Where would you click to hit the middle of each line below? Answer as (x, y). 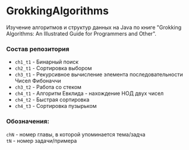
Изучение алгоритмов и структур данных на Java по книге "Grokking (94, 27)
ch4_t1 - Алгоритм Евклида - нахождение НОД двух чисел (89, 94)
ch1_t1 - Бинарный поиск (47, 62)
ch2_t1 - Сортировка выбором (53, 68)
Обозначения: (28, 122)
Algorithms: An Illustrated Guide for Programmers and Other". (81, 33)
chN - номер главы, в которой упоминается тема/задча (76, 134)
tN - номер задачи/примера (42, 141)
